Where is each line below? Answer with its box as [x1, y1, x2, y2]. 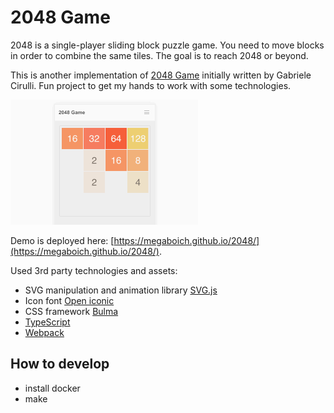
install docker [24, 382, 81, 394]
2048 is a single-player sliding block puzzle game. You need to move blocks [10, 39, 325, 51]
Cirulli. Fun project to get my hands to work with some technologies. [10, 79, 292, 91]
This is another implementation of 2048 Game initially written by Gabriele [10, 69, 312, 81]
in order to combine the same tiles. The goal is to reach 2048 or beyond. [10, 49, 309, 61]
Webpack [24, 326, 65, 338]
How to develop [10, 356, 110, 373]
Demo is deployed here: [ [10, 234, 115, 246]
